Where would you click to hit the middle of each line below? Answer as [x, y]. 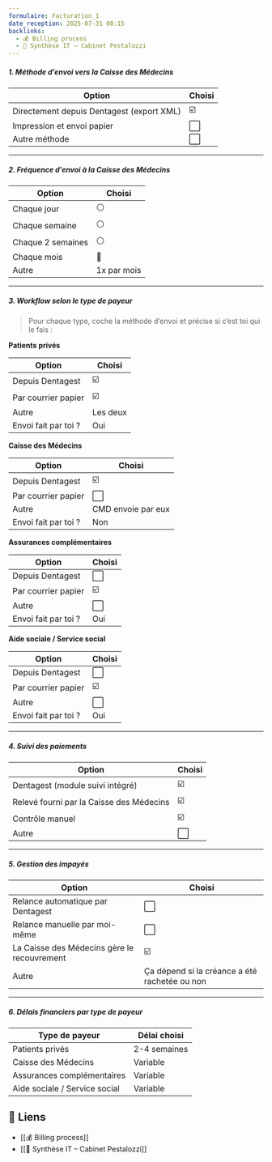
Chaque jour [36, 209]
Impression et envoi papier [63, 126]
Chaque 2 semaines [51, 242]
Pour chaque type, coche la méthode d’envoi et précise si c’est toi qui [144, 321]
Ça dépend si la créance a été [200, 971]
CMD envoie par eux [131, 509]
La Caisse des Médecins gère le [73, 947]
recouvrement [39, 958]
